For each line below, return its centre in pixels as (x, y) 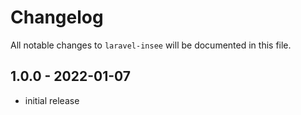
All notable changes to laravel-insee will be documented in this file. (151, 45)
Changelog (57, 17)
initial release (52, 100)
